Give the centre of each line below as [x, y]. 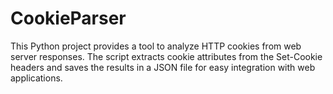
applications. [36, 78]
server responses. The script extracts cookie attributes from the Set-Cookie [166, 56]
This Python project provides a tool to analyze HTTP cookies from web [156, 46]
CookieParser [68, 18]
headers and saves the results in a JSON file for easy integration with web [163, 67]
